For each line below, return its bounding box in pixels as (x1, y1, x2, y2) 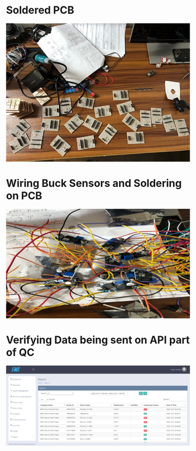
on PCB (6, 189, 43, 203)
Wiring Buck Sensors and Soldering (6, 177, 182, 190)
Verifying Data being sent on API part (6, 333, 190, 346)
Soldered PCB (6, 4, 75, 17)
